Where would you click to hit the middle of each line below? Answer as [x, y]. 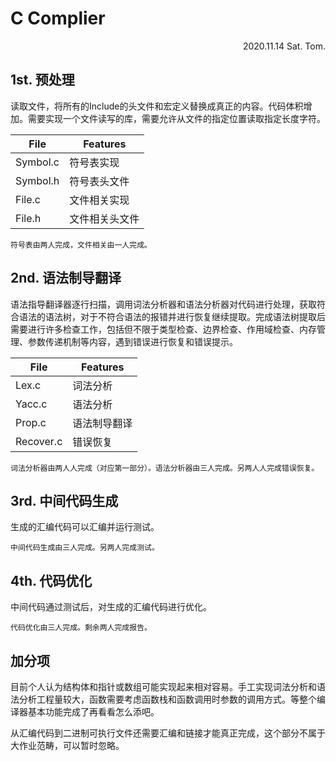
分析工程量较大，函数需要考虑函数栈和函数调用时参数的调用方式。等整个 [167, 699]
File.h [28, 218]
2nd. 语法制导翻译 [66, 278]
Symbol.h [37, 180]
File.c [28, 199]
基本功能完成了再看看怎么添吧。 [93, 711]
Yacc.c [31, 404]
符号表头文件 [99, 181]
